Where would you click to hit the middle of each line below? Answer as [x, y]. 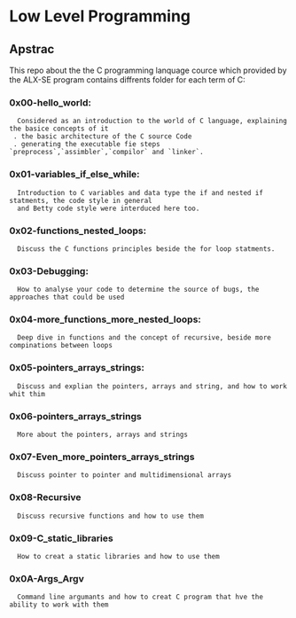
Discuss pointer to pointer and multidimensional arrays [125, 475]
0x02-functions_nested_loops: [78, 231]
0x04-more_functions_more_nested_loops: [105, 319]
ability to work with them [59, 605]
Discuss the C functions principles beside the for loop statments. [146, 249]
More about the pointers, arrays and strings [103, 435]
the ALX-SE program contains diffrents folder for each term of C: [127, 80]
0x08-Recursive [45, 497]
